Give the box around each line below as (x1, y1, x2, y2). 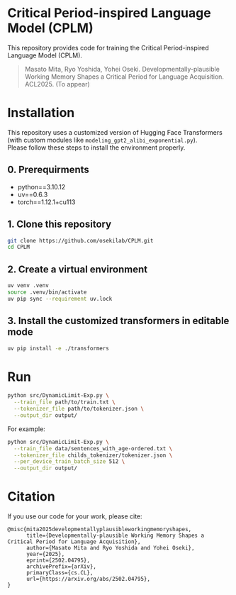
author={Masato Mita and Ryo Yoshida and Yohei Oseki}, (26, 545, 195, 552)
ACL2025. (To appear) (24, 79, 90, 88)
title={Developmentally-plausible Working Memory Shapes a (26, 532, 204, 540)
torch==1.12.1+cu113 (17, 197, 76, 206)
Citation (7, 489, 55, 505)
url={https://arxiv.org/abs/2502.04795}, (26, 576, 151, 583)
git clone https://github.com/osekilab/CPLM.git (7, 237, 154, 244)
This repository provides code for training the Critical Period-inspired (7, 43, 209, 52)
